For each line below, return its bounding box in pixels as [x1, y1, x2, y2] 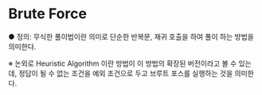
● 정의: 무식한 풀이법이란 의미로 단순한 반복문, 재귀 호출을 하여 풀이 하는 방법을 [8, 32, 255, 41]
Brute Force [8, 5, 88, 23]
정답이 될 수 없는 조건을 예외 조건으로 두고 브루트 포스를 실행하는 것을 [18, 68, 233, 78]
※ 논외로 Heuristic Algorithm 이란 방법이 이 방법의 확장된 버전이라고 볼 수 [8, 59, 237, 68]
